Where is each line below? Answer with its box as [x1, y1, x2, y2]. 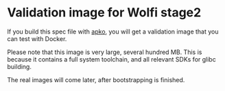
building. [7, 62, 32, 70]
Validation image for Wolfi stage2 [7, 5, 202, 21]
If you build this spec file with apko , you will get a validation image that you [7, 27, 219, 36]
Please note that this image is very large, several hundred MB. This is [7, 48, 202, 56]
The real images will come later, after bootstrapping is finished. [7, 75, 185, 83]
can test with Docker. [7, 34, 67, 42]
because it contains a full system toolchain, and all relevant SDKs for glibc [7, 55, 216, 63]
